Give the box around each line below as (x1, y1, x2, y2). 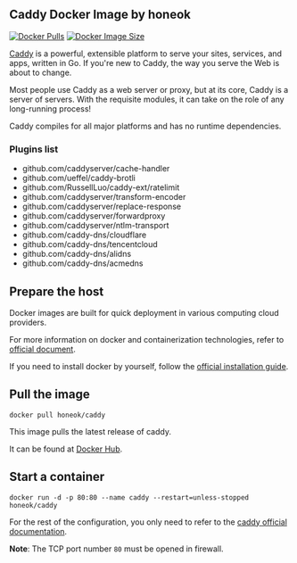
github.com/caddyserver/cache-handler (21, 163, 170, 174)
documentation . (9, 526, 68, 536)
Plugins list (9, 143, 59, 155)
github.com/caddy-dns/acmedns (21, 258, 144, 269)
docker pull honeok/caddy (9, 410, 105, 419)
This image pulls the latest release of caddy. (9, 426, 172, 436)
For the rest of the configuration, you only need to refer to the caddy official (9, 517, 288, 527)
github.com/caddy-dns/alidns (21, 249, 132, 260)
